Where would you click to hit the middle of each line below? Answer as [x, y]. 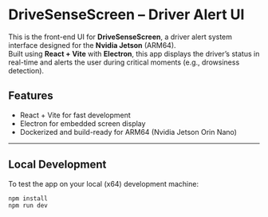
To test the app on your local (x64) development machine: [104, 183]
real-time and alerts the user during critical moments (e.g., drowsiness [124, 62]
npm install [28, 198]
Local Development [57, 165]
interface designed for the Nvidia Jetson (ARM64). [93, 45]
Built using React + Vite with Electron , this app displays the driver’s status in [134, 53]
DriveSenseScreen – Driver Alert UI [126, 15]
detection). [26, 70]
